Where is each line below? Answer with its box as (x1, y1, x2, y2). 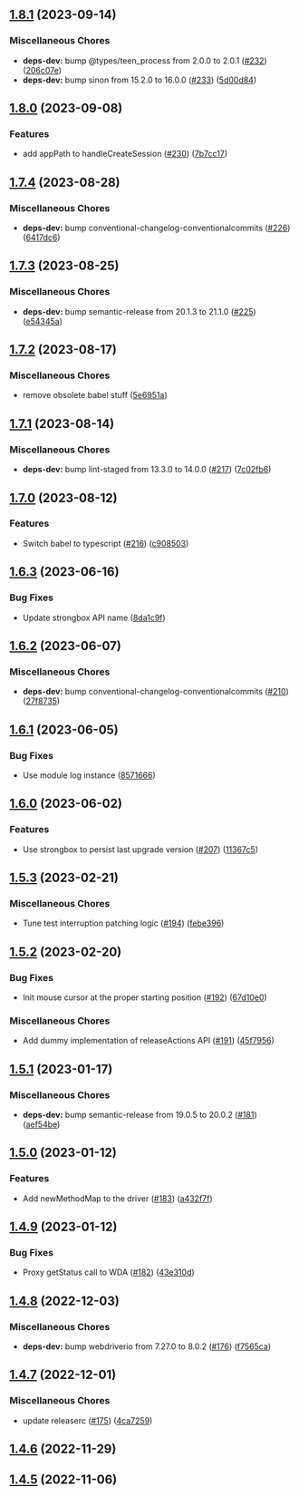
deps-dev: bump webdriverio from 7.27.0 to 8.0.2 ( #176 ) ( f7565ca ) (22, 1341, 272, 1352)
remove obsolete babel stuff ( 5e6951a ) (22, 390, 168, 401)
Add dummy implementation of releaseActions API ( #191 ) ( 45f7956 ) (22, 1035, 275, 1046)
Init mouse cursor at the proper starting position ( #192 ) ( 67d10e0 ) (22, 992, 267, 1003)
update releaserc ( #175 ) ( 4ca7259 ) (22, 1414, 153, 1426)
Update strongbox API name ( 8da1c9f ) (22, 612, 166, 623)
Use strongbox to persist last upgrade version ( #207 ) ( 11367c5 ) (22, 843, 258, 855)
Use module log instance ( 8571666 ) (22, 770, 156, 781)
